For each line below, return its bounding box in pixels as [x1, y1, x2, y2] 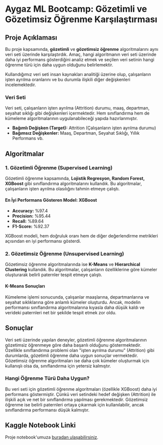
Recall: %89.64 [12, 218, 44, 224]
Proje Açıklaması [5, 33, 57, 42]
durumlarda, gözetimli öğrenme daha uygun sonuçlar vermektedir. [5, 352, 139, 358]
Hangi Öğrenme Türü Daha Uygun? [5, 375, 90, 382]
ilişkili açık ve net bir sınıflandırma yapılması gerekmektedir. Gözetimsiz [5, 397, 148, 402]
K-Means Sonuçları [5, 283, 45, 289]
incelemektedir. [5, 82, 36, 88]
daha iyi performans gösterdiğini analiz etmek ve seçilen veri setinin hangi [5, 57, 155, 62]
